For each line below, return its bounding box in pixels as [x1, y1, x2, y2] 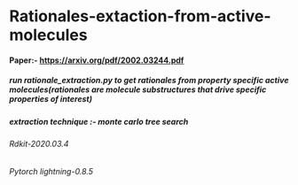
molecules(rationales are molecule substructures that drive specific [9, 84, 267, 95]
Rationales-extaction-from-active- [9, 6, 271, 27]
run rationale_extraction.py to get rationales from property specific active [9, 75, 289, 86]
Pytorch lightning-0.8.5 [9, 166, 94, 176]
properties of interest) [9, 94, 93, 104]
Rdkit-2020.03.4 [9, 139, 69, 150]
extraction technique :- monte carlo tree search [9, 116, 189, 127]
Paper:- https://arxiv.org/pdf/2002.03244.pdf [9, 55, 184, 66]
